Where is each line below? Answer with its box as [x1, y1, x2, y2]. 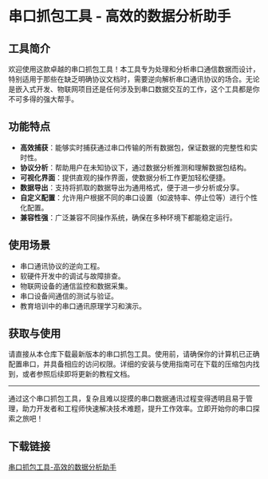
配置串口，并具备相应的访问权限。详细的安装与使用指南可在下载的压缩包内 [8, 359, 253, 369]
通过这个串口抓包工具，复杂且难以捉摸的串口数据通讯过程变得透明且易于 [8, 393, 246, 404]
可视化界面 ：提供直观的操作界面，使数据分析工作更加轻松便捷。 [19, 173, 230, 182]
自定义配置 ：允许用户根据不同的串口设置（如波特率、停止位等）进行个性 [19, 193, 258, 202]
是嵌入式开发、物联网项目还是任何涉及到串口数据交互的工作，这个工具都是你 [8, 85, 260, 94]
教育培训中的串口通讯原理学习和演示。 [19, 301, 146, 310]
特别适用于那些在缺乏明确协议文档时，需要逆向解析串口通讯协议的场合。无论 [8, 74, 260, 84]
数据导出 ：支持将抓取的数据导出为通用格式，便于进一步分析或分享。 [19, 182, 244, 192]
